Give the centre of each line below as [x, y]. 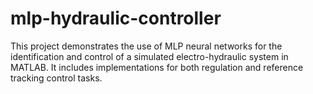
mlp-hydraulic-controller [116, 18]
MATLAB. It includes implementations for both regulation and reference [157, 67]
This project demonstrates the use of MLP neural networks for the [146, 46]
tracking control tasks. [56, 78]
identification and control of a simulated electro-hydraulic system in [149, 56]
